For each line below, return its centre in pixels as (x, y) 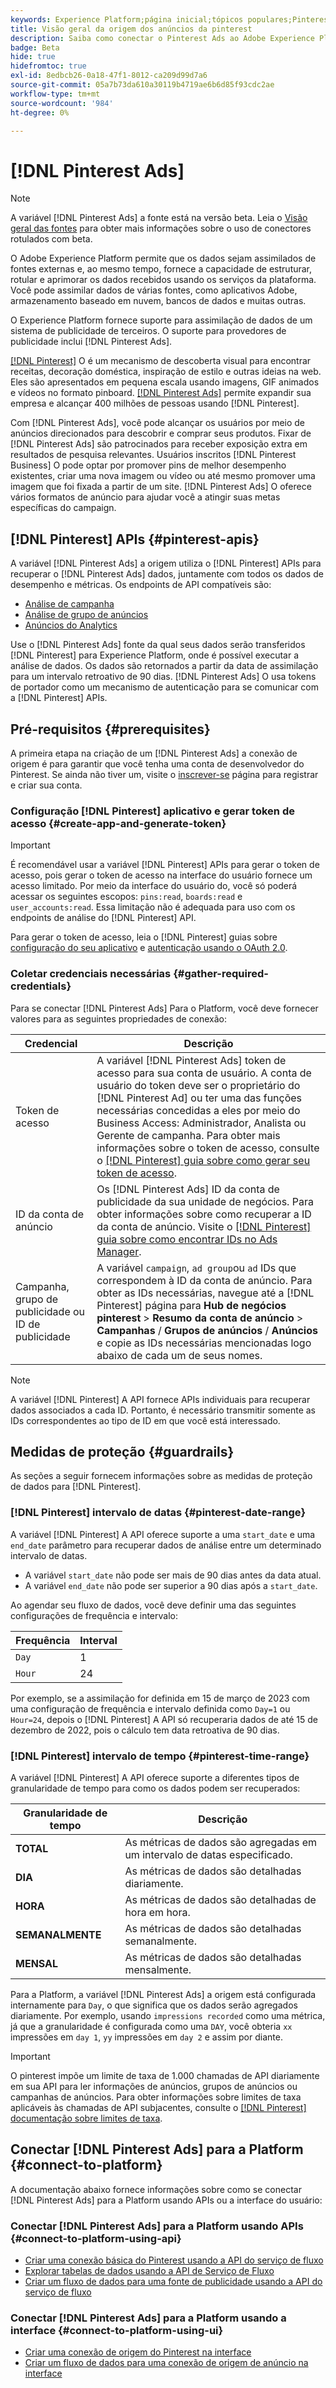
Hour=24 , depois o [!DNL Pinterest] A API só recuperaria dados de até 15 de (164, 1719)
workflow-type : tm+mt (55, 94)
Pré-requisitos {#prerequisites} (110, 729)
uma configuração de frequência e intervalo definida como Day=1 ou (150, 1708)
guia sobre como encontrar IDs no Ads (187, 1239)
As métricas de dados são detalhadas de (220, 1899)
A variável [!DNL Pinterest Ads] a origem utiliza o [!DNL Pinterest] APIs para (166, 563)
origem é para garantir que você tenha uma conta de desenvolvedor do (157, 763)
